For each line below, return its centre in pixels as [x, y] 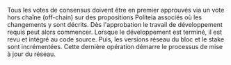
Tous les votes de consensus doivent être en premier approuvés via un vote [116, 10]
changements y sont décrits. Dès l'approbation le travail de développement [115, 25]
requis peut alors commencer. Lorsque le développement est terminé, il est [115, 32]
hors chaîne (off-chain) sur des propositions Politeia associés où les [105, 17]
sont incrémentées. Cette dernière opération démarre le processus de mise [115, 47]
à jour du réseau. [31, 54]
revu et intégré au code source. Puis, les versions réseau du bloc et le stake [116, 39]
